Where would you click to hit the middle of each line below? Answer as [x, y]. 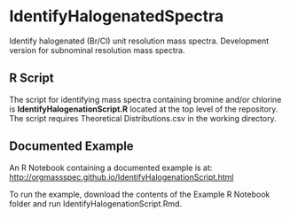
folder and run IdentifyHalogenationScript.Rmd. [96, 203]
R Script [32, 78]
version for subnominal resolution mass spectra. [97, 50]
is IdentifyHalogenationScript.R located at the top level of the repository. [144, 109]
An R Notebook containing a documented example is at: [111, 167]
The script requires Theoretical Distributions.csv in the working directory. [143, 118]
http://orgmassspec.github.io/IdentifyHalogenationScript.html [121, 177]
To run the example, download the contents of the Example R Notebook [140, 194]
